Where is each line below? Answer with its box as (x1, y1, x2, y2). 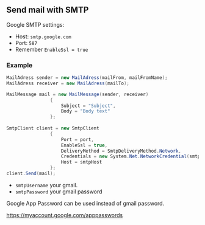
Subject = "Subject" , (60, 103, 116, 109)
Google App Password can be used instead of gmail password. (6, 199, 165, 207)
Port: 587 (15, 39, 38, 46)
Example (6, 61, 33, 69)
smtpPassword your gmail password (15, 188, 103, 195)
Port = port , (60, 136, 95, 142)
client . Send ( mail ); (6, 170, 56, 177)
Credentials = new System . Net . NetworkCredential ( (60, 153, 190, 160)
